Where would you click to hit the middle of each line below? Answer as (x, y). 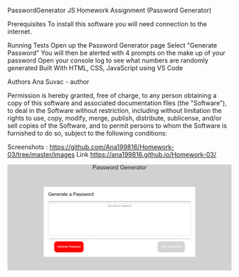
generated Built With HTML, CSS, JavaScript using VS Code (95, 68)
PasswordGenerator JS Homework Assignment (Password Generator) (110, 10)
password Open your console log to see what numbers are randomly (108, 60)
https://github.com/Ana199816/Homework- (112, 147)
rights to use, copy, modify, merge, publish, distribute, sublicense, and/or (115, 118)
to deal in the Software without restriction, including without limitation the (115, 110)
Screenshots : (28, 147)
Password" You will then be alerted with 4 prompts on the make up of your (117, 53)
